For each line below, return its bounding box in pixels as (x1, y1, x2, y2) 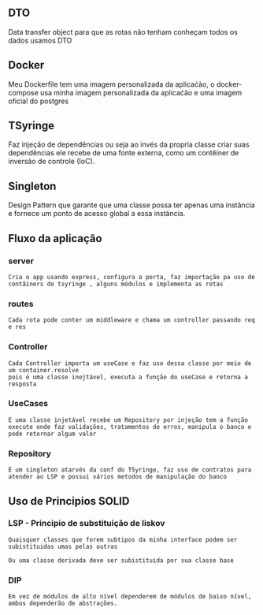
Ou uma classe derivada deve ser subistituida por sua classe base (8, 556, 235, 565)
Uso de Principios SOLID (8, 494, 130, 508)
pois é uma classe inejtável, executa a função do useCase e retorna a (8, 373, 248, 381)
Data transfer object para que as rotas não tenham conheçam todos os (8, 27, 238, 36)
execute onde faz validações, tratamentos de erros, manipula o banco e (8, 423, 252, 430)
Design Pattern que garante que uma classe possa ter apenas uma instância (8, 200, 256, 210)
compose (8, 88, 39, 97)
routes (8, 298, 34, 309)
